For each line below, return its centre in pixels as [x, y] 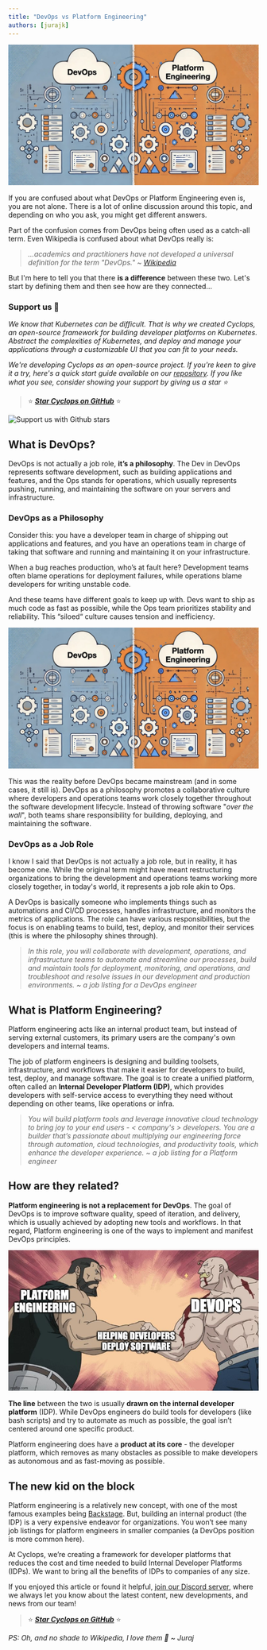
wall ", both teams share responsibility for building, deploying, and [115, 815]
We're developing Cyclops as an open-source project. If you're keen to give [132, 365]
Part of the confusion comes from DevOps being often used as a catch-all [129, 230]
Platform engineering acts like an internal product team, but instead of [123, 1030]
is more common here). [46, 1539]
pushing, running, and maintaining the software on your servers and [119, 489]
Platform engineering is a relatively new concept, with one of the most [123, 1505]
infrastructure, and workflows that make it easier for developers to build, [127, 1070]
